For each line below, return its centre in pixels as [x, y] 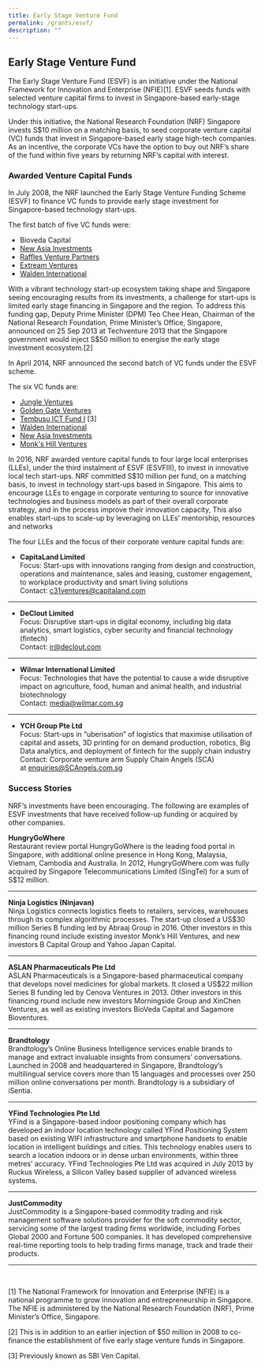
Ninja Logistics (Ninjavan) [51, 902]
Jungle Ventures [46, 402]
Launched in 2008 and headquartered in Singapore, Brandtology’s [116, 1065]
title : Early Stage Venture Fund [63, 15]
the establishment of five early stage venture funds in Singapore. [140, 1340]
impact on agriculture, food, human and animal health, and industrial [131, 686]
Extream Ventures [49, 265]
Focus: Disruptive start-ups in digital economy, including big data [125, 622]
